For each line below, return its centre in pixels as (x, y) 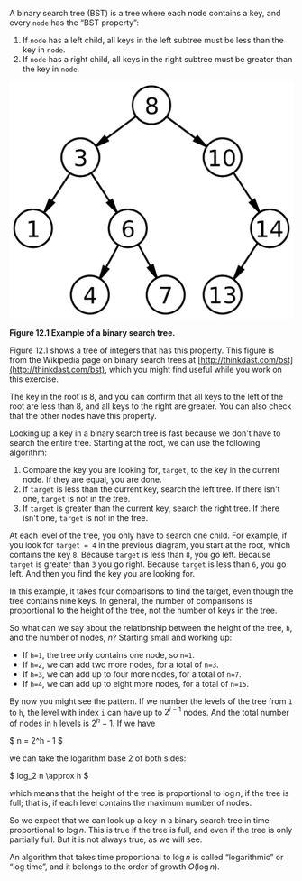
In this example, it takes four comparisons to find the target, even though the (151, 591)
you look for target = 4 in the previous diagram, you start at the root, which (150, 544)
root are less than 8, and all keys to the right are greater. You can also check (151, 406)
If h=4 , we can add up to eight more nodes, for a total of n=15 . (136, 683)
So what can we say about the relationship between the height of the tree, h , (151, 627)
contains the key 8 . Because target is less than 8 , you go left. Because (140, 554)
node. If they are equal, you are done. (92, 479)
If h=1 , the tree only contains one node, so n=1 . (109, 654)
